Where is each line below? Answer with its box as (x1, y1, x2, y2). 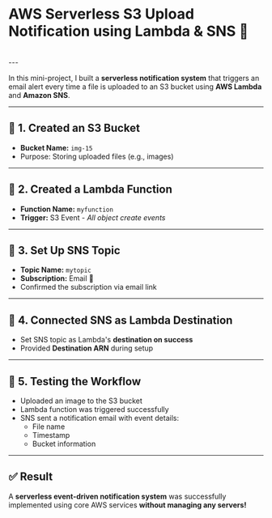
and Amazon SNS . (8, 90, 70, 100)
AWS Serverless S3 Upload (8, 5, 194, 23)
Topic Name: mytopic (19, 265, 91, 275)
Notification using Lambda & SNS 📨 (8, 22, 249, 40)
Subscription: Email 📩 (19, 274, 95, 283)
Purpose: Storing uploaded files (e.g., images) (19, 151, 174, 161)
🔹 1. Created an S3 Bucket (8, 121, 140, 135)
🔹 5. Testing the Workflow (8, 374, 142, 388)
